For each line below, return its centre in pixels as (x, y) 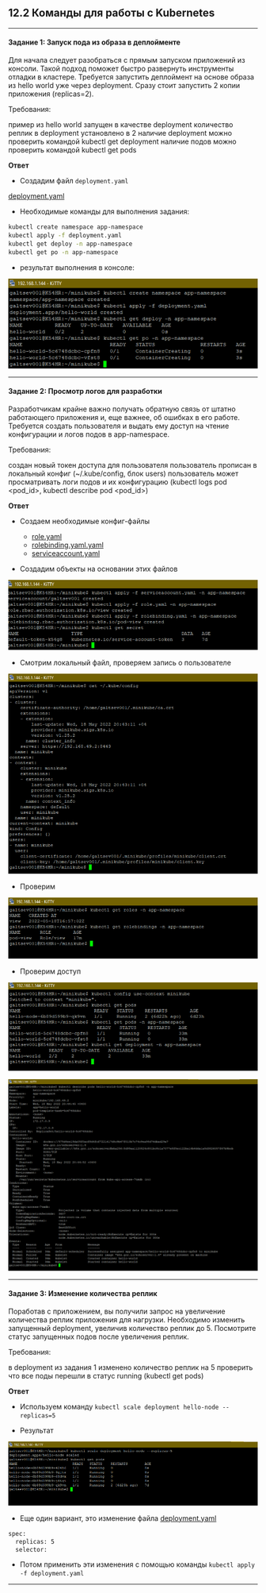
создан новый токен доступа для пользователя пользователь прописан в (133, 465)
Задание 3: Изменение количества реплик (83, 1294)
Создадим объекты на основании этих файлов (99, 569)
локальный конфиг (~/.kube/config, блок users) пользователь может (123, 474)
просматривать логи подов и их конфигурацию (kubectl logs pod (118, 482)
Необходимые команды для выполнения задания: (104, 212)
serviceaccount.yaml (66, 553)
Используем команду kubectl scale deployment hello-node (119, 1406)
